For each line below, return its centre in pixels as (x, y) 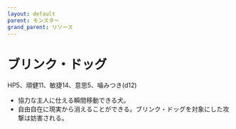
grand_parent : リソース (40, 27)
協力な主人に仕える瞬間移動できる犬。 (74, 101)
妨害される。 (49, 118)
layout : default (31, 14)
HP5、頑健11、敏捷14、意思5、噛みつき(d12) (72, 85)
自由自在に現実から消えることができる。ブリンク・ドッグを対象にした (120, 109)
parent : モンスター (33, 21)
